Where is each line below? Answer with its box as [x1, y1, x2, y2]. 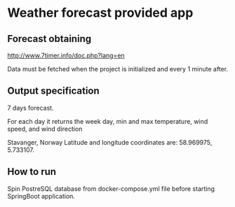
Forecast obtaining [7, 33, 92, 45]
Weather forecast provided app [7, 5, 194, 21]
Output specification [7, 85, 100, 97]
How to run [7, 166, 57, 178]
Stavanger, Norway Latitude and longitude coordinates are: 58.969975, [7, 138, 213, 146]
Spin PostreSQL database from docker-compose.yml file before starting [7, 184, 215, 193]
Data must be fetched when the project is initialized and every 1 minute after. [7, 65, 229, 73]
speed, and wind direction [7, 124, 83, 133]
